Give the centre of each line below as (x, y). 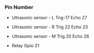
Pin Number (19, 7)
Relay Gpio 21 (25, 46)
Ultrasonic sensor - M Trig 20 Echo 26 (50, 36)
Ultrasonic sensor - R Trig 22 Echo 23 (50, 27)
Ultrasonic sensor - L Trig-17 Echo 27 (49, 18)
